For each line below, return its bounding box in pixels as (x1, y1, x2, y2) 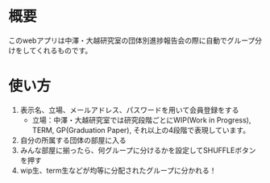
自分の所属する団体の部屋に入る (19, 135, 127, 145)
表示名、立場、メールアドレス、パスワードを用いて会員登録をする (19, 105, 239, 114)
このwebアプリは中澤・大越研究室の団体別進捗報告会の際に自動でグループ (8, 35, 255, 45)
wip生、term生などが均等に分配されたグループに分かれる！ (19, 165, 217, 175)
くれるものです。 (35, 45, 93, 55)
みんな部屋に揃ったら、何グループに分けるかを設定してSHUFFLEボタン (19, 145, 256, 155)
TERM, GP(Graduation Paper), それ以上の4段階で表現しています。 (31, 125, 251, 135)
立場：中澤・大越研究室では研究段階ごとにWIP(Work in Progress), (31, 114, 251, 125)
